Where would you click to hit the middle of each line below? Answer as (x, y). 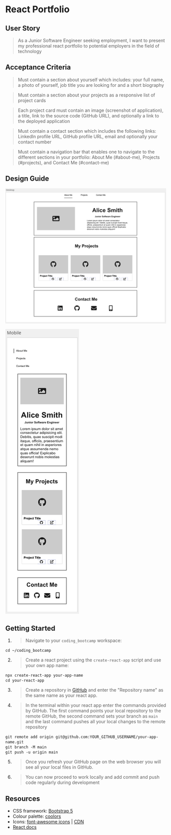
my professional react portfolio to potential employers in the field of (89, 46)
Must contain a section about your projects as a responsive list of (87, 95)
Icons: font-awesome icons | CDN (48, 822)
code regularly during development (63, 782)
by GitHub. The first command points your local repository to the (93, 711)
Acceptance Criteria (38, 67)
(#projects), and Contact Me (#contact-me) (63, 162)
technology (30, 51)
